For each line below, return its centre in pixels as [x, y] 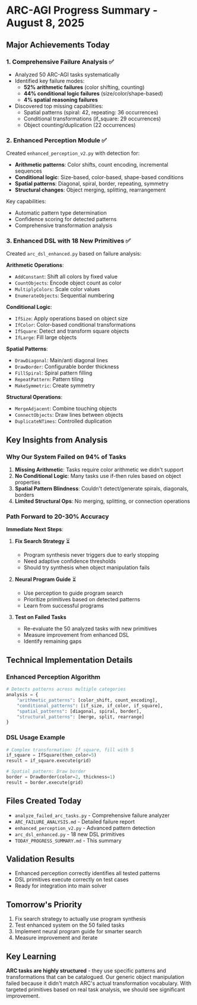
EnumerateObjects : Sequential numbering [64, 296]
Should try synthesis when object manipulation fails [87, 567]
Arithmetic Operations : [35, 265]
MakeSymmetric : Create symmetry [55, 385]
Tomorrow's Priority [44, 904]
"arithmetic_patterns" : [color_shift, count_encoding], [88, 700]
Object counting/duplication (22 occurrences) [80, 125]
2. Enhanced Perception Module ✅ [57, 140]
